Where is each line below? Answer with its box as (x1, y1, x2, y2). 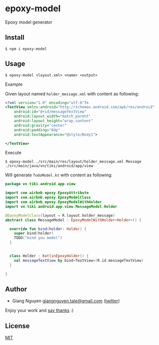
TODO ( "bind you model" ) (14, 236, 63, 241)
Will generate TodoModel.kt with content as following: (5, 172, 113, 178)
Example (5, 81, 23, 87)
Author (5, 285, 27, 293)
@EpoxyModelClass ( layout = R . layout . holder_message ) (5, 213, 115, 218)
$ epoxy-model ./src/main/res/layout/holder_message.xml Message (5, 159, 141, 164)
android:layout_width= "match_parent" (14, 114, 91, 119)
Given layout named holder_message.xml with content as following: (5, 91, 139, 97)
